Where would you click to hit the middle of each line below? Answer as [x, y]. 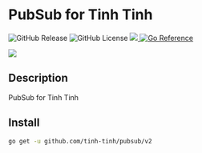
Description [38, 78]
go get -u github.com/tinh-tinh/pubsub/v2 [80, 141]
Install [24, 123]
